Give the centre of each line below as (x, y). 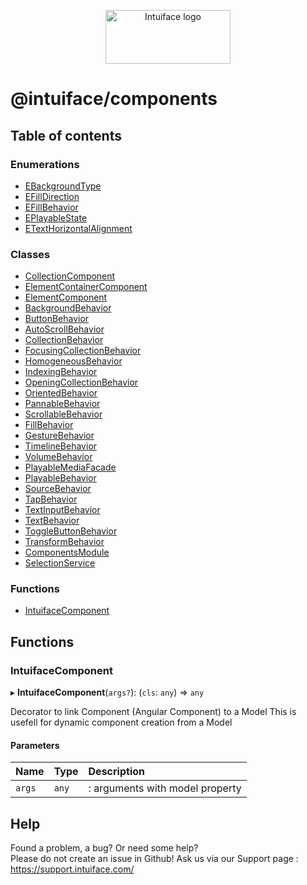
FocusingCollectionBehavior (83, 351)
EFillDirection (52, 196)
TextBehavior (52, 521)
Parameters (35, 745)
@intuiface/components (114, 99)
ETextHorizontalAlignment (78, 228)
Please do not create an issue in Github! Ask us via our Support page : (154, 859)
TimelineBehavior (61, 446)
